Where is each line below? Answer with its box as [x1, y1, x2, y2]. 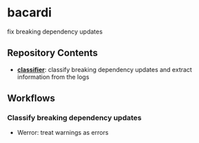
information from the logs [17, 73, 90, 81]
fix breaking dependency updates [7, 27, 103, 36]
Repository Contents [7, 47, 98, 59]
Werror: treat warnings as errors [17, 129, 109, 137]
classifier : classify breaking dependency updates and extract [17, 65, 193, 73]
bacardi [7, 5, 52, 21]
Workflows [7, 92, 55, 104]
